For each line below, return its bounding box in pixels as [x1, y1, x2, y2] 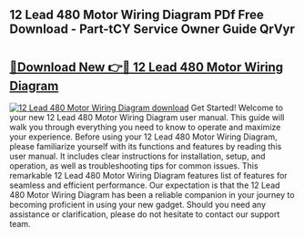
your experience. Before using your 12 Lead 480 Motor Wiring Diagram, [9, 131, 278, 142]
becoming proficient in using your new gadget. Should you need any [9, 200, 267, 210]
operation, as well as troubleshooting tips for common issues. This [9, 160, 258, 171]
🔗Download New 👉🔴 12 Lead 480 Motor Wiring [9, 59, 284, 75]
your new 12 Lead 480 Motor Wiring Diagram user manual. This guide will [9, 112, 285, 122]
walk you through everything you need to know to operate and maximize [9, 122, 281, 132]
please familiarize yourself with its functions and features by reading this [9, 141, 282, 151]
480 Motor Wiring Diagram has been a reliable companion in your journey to [9, 190, 295, 200]
